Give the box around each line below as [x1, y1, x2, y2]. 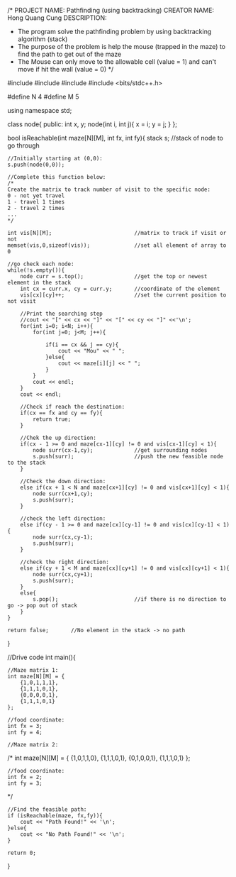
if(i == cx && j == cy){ [45, 341, 119, 348]
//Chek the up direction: [20, 434, 97, 441]
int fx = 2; [7, 773, 43, 781]
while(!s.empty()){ [7, 267, 65, 274]
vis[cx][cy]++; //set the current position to [20, 292, 227, 299]
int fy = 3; [7, 780, 43, 787]
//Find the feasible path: [7, 806, 87, 813]
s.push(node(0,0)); [7, 161, 65, 168]
